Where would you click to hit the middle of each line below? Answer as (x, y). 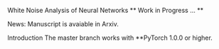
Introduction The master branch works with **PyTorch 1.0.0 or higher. (110, 38)
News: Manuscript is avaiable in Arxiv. (63, 24)
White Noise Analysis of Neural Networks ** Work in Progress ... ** (106, 10)
